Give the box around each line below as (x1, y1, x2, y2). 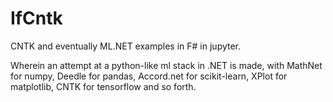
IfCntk (10, 7, 63, 30)
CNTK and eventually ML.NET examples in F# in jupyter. (10, 40, 242, 52)
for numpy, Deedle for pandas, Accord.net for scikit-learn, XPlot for (10, 70, 288, 82)
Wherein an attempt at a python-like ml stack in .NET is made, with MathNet (10, 59, 323, 71)
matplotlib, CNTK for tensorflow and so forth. (10, 80, 197, 92)
